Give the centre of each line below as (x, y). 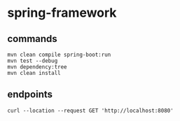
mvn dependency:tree (37, 67)
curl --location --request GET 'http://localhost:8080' (90, 111)
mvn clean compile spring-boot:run (59, 55)
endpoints (30, 95)
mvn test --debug (33, 61)
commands (32, 39)
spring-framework (62, 13)
